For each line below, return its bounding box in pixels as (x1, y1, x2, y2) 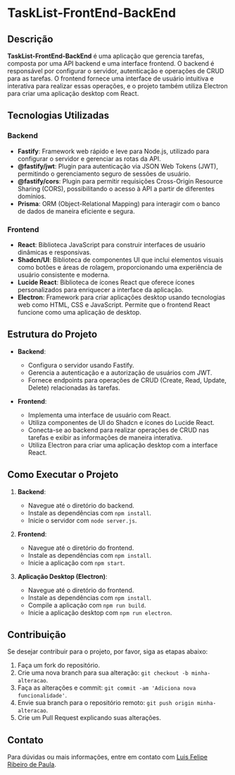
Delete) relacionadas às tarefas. (27, 383, 121, 392)
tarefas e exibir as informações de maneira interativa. (27, 433, 183, 442)
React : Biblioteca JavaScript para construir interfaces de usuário (17, 240, 205, 248)
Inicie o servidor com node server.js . (27, 516, 137, 524)
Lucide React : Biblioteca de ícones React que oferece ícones (17, 277, 195, 287)
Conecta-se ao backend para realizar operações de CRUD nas (27, 426, 210, 434)
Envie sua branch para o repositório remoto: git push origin (17, 699, 195, 707)
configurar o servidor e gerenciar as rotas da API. (17, 154, 162, 163)
